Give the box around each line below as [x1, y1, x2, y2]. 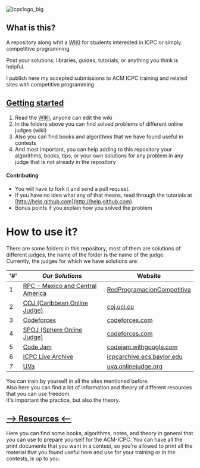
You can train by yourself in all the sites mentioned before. [6, 377, 149, 385]
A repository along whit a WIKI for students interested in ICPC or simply [6, 39, 182, 46]
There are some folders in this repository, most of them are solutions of [6, 244, 181, 252]
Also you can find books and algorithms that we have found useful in [14, 133, 183, 140]
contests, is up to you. [6, 455, 61, 462]
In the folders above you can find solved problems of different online [14, 120, 183, 128]
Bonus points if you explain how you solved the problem [14, 204, 153, 211]
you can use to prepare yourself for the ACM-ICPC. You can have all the [6, 436, 183, 443]
